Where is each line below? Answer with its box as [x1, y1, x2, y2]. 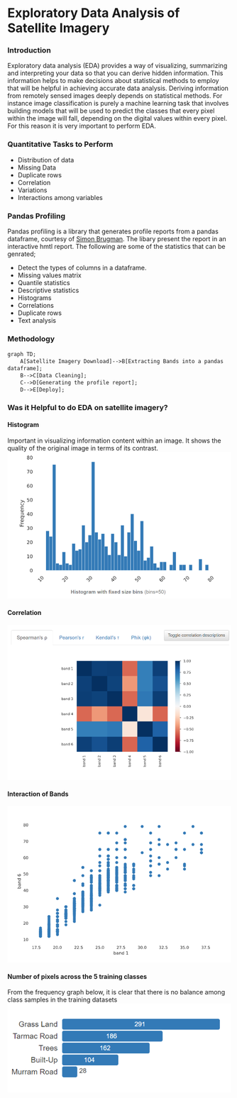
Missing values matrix [17, 271, 82, 279]
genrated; [7, 250, 36, 258]
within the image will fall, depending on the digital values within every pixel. [7, 114, 228, 123]
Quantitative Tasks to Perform [7, 140, 114, 150]
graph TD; [7, 351, 37, 358]
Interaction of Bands [7, 789, 69, 798]
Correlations [17, 301, 55, 310]
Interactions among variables [17, 193, 103, 201]
